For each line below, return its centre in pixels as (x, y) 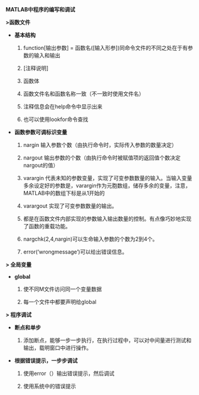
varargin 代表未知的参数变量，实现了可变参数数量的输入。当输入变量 (108, 178)
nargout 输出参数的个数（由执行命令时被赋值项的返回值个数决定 (102, 158)
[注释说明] (36, 68)
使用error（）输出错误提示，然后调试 (69, 373)
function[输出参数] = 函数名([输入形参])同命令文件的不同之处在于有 (105, 48)
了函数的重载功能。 (47, 226)
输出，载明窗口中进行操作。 (58, 348)
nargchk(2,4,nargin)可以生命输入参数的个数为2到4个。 (91, 239)
